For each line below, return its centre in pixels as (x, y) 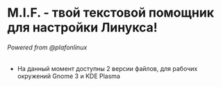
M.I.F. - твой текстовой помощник (110, 13)
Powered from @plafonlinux (47, 47)
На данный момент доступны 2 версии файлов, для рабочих (107, 69)
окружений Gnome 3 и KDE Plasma (68, 76)
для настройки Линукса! (82, 27)
